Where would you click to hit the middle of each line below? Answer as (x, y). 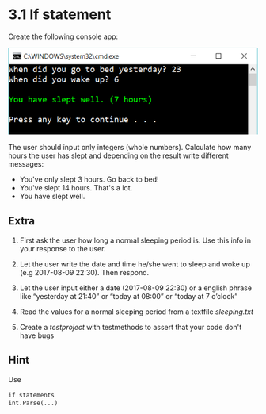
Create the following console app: (63, 36)
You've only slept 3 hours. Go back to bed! (89, 179)
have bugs (37, 335)
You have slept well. (52, 196)
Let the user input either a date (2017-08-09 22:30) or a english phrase (135, 288)
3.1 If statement (60, 15)
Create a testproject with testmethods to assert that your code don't (131, 327)
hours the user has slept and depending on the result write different (119, 155)
